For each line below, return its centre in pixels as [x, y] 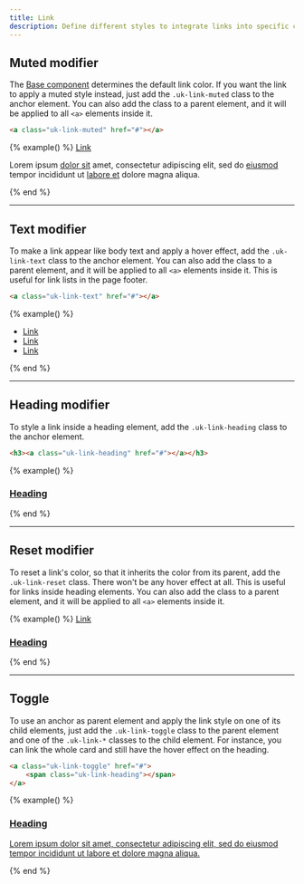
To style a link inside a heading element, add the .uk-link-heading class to [148, 427]
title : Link [32, 18]
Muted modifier [54, 63]
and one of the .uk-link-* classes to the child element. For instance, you [146, 740]
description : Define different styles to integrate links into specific [149, 26]
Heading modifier [60, 405]
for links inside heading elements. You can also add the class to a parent [144, 591]
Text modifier [48, 229]
